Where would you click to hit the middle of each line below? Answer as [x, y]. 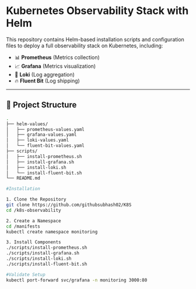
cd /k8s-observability [34, 210]
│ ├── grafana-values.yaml [41, 135]
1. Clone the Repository [36, 199]
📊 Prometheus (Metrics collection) [57, 57]
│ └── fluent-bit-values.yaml [45, 146]
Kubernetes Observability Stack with [97, 11]
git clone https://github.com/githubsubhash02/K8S [69, 205]
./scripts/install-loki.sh [39, 259]
